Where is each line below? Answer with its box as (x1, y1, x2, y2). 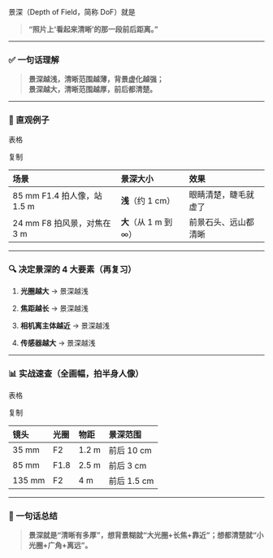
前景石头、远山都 (188, 216, 254, 228)
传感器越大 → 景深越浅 (19, 338, 96, 347)
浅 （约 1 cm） (120, 194, 175, 206)
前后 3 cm (108, 460, 147, 472)
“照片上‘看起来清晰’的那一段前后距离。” (28, 24, 158, 34)
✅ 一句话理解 (8, 54, 59, 65)
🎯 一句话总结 (8, 511, 58, 522)
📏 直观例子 (8, 115, 50, 126)
